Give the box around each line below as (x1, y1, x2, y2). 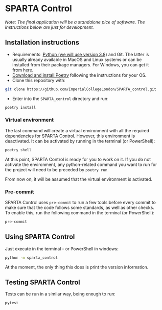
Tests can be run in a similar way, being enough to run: (5, 291, 116, 297)
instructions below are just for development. (5, 24, 94, 30)
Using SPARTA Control (5, 233, 75, 241)
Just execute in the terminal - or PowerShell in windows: (5, 246, 119, 251)
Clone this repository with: (12, 77, 66, 83)
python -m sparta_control (5, 255, 58, 260)
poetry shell (5, 147, 32, 152)
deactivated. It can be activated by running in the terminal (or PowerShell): (5, 138, 155, 144)
